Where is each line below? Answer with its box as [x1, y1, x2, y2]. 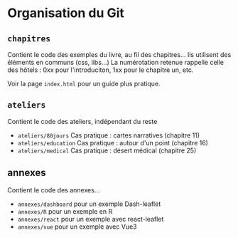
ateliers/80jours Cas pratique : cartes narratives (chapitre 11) [17, 130, 200, 140]
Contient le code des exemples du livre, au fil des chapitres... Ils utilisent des [7, 51, 232, 58]
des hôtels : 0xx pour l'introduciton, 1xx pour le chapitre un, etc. [7, 66, 194, 74]
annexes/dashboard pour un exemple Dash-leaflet [17, 200, 161, 208]
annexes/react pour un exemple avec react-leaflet [17, 214, 164, 223]
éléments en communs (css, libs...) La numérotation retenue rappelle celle [7, 58, 225, 66]
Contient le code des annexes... [7, 185, 100, 194]
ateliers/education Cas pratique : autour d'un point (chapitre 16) [17, 138, 208, 147]
